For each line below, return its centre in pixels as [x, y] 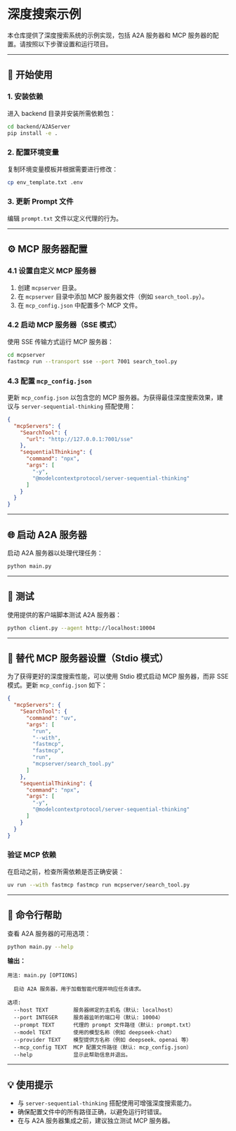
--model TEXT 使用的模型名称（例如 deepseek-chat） [94, 1033]
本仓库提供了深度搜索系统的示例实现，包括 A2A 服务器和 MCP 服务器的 [110, 35]
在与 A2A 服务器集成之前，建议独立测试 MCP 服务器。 [96, 1120]
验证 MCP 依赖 [32, 855]
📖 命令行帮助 [34, 915]
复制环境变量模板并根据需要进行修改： [63, 169]
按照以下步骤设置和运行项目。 [69, 44]
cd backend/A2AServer [39, 126]
